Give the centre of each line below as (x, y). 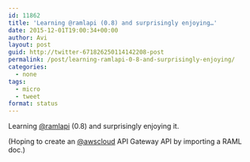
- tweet (28, 96)
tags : (17, 81)
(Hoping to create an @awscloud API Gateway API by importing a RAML (125, 141)
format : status (33, 104)
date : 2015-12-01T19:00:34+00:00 (63, 30)
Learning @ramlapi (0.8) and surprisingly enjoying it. (94, 126)
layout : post (30, 45)
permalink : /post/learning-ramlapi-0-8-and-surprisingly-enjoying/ (122, 60)
